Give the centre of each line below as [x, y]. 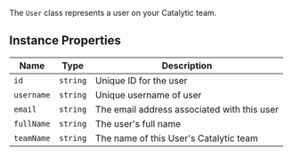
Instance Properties [65, 40]
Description [187, 66]
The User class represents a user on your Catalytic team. [113, 13]
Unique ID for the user [141, 81]
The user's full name [138, 123]
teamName [32, 138]
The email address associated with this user [187, 109]
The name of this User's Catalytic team [176, 138]
